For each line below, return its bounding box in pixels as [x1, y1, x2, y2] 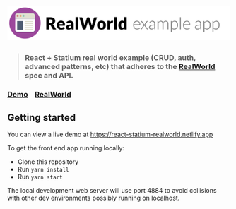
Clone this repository [17, 157, 79, 166]
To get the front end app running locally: [7, 144, 125, 153]
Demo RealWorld [7, 90, 72, 100]
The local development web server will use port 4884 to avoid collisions [7, 186, 217, 195]
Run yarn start [17, 172, 63, 181]
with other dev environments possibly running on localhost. [7, 193, 180, 203]
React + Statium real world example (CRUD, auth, [24, 53, 196, 63]
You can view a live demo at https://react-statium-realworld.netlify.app [7, 130, 213, 139]
